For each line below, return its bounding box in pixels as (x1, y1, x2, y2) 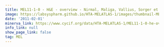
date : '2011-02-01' (5, 16, 45, 21)
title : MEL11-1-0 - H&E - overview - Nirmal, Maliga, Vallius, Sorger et (5, 7, 159, 12)
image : (5, 12, 19, 17)
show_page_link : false (5, 30, 51, 35)
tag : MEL (5, 35, 23, 40)
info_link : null (5, 25, 38, 30)
